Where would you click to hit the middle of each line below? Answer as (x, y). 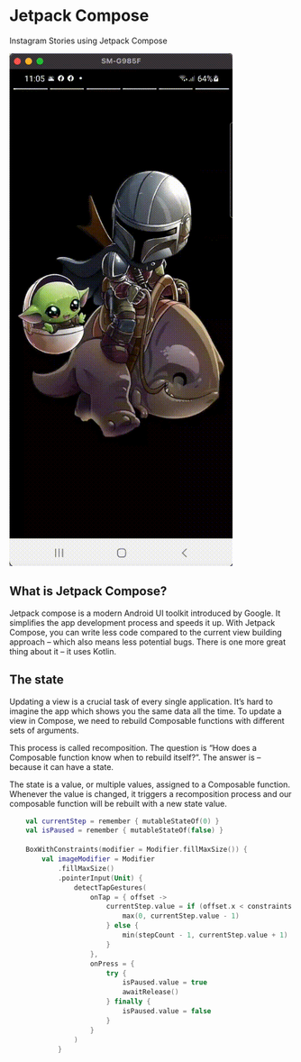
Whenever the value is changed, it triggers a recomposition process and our (150, 793)
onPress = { (112, 964)
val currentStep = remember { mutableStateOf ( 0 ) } (123, 821)
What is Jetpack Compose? (88, 591)
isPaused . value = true (164, 983)
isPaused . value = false (167, 1012)
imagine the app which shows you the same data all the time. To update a (146, 711)
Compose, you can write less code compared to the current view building (146, 632)
